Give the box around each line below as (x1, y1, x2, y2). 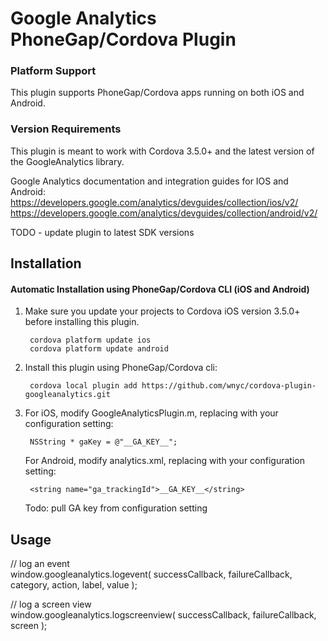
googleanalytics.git (24, 390, 111, 400)
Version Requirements (10, 122, 122, 136)
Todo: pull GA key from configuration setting (24, 502, 208, 514)
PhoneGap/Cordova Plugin (10, 28, 237, 51)
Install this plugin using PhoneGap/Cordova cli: (24, 362, 218, 374)
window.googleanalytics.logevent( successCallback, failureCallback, (10, 568, 293, 581)
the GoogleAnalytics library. (10, 155, 125, 167)
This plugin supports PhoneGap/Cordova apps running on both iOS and (10, 87, 305, 99)
